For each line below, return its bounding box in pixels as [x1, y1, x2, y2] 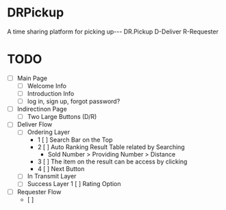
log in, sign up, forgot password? [27, 97, 121, 105]
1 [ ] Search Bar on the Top [37, 135, 113, 144]
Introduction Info [27, 90, 75, 97]
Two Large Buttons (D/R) [27, 113, 97, 121]
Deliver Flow [16, 120, 53, 129]
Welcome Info [27, 81, 67, 90]
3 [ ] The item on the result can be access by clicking [37, 157, 188, 166]
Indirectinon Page [16, 105, 67, 114]
